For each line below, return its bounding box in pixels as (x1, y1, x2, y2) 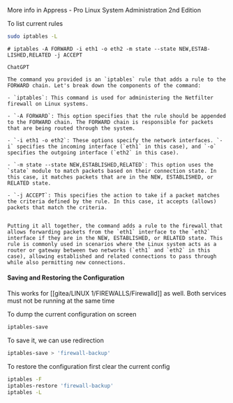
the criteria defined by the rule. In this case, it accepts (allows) (7, 198, 217, 205)
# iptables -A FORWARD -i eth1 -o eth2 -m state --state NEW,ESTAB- (7, 45, 211, 52)
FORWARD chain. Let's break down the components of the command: (7, 82, 201, 89)
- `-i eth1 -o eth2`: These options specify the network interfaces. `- (7, 137, 223, 144)
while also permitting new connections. (7, 259, 127, 266)
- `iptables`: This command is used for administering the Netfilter (7, 94, 214, 101)
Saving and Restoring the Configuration (7, 273, 125, 282)
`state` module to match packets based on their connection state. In (7, 167, 217, 174)
